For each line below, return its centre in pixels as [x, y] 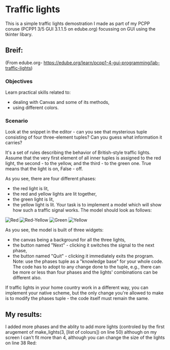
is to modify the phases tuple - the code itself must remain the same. [77, 299]
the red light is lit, [31, 189]
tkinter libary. [19, 34]
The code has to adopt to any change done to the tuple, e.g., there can [87, 267]
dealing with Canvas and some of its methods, [61, 102]
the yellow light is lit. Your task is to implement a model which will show [87, 205]
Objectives [19, 81]
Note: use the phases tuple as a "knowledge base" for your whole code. [88, 261]
